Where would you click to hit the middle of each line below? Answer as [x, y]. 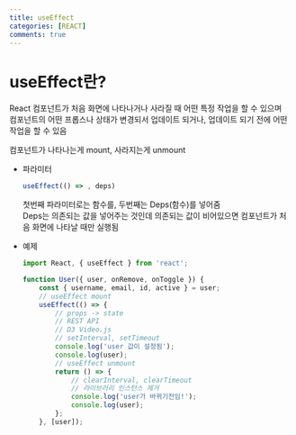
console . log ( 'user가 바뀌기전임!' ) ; [134, 397]
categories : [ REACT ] [48, 26]
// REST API [77, 322]
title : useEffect [42, 18]
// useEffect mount [76, 296]
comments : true [38, 34]
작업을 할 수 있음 [38, 131]
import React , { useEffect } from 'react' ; [105, 263]
